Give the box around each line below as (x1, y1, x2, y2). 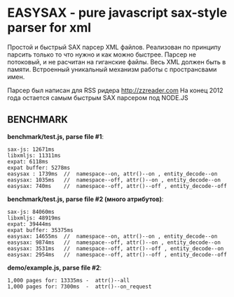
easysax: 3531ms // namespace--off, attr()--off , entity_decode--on (7, 245, 224, 252)
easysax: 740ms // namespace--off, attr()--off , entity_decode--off (7, 182, 228, 189)
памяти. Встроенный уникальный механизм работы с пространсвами (7, 65, 217, 73)
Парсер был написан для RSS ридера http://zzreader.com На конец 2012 (7, 86, 223, 94)
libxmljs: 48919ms (7, 215, 61, 222)
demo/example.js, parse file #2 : (7, 263, 102, 272)
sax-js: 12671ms (7, 145, 55, 153)
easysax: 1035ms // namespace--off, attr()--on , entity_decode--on (7, 176, 221, 183)
